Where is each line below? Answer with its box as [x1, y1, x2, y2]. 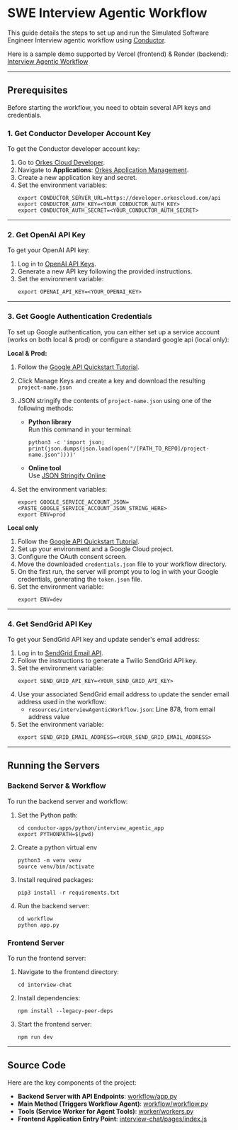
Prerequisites [7, 84, 68, 96]
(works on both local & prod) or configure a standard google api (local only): [7, 335, 229, 344]
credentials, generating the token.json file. [17, 575, 143, 583]
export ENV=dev [17, 596, 63, 603]
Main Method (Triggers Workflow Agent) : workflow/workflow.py [17, 1100, 209, 1108]
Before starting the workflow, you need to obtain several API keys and [7, 103, 211, 111]
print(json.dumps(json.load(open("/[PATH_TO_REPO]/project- [28, 445, 210, 452]
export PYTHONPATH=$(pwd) [17, 830, 94, 837]
